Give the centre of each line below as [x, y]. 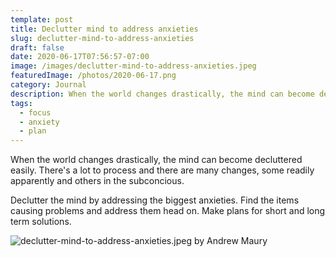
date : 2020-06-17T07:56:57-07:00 [80, 57]
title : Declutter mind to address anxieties [104, 29]
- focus [35, 112]
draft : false [37, 47]
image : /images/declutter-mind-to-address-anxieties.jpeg [133, 66]
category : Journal [48, 85]
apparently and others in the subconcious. [97, 181]
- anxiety [39, 122]
